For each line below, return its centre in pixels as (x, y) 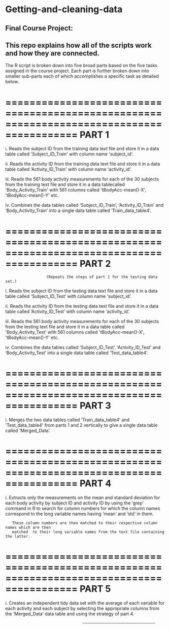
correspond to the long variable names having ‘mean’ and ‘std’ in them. (79, 514)
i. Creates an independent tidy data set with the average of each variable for (85, 603)
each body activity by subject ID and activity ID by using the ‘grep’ (74, 503)
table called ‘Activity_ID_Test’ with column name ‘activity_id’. (68, 311)
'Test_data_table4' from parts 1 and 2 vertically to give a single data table (81, 425)
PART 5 (95, 589)
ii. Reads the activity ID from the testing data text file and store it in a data (82, 306)
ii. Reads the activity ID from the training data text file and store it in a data (83, 164)
